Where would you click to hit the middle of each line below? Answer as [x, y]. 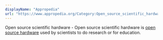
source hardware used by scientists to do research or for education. [73, 32]
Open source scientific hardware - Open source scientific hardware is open [80, 27]
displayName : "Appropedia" [32, 9]
